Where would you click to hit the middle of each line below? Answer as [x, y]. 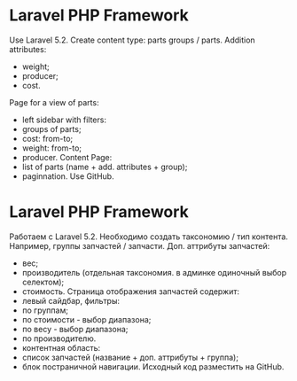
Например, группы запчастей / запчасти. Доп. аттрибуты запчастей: [140, 245]
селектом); [43, 282]
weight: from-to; [52, 148]
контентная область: [61, 347]
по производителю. [59, 338]
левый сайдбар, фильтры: [71, 300]
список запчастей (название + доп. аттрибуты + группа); [130, 357]
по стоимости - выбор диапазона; [86, 319]
